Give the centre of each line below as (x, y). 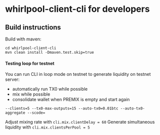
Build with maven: (23, 39)
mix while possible (31, 94)
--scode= (36, 113)
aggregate (15, 113)
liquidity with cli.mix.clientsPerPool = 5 (48, 127)
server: (12, 79)
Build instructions (33, 27)
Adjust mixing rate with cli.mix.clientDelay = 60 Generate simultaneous (80, 122)
